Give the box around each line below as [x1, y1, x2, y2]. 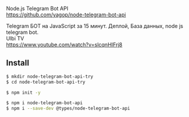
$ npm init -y [6, 90, 41, 95]
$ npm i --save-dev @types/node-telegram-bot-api [6, 105, 131, 112]
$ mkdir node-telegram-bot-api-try [6, 73, 94, 80]
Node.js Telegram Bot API [6, 5, 69, 12]
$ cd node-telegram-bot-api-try [6, 79, 85, 85]
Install [6, 58, 29, 68]
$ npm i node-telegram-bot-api [6, 100, 83, 106]
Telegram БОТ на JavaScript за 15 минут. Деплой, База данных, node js [6, 23, 184, 29]
